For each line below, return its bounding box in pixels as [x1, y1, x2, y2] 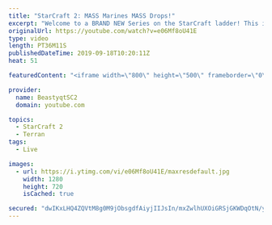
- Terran [15, 131, 45, 139]
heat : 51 [8, 57, 38, 65]
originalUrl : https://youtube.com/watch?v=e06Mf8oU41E [8, 27, 198, 35]
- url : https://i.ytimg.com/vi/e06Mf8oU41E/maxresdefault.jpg [15, 167, 230, 176]
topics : [8, 115, 35, 123]
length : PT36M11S [8, 42, 67, 50]
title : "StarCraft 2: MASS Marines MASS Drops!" [8, 11, 176, 20]
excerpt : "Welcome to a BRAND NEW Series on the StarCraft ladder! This [8, 19, 259, 27]
